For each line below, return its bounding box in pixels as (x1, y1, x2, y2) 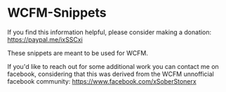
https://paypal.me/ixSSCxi (7, 35, 83, 43)
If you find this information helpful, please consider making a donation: (7, 28, 212, 36)
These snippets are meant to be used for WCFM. (7, 49, 149, 57)
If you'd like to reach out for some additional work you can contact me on (7, 62, 219, 70)
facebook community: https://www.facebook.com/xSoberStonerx (7, 77, 197, 85)
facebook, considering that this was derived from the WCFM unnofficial (7, 70, 214, 78)
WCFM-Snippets (7, 5, 107, 21)
